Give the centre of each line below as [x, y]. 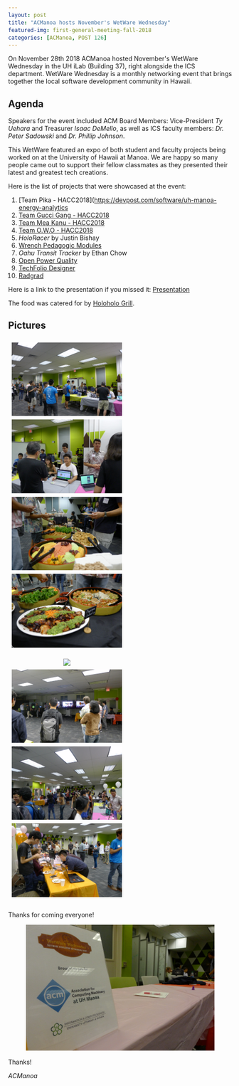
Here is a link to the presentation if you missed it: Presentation [99, 290]
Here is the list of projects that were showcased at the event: [97, 186]
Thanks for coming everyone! [51, 914]
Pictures [27, 326]
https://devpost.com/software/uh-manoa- [155, 200]
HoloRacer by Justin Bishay [59, 238]
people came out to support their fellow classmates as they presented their [118, 165]
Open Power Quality [48, 260]
